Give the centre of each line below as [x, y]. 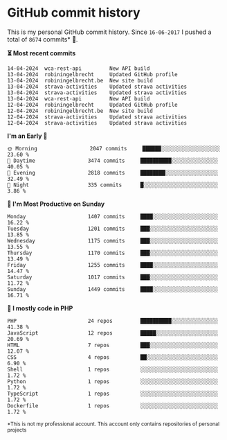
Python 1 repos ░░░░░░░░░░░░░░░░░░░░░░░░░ [112, 381]
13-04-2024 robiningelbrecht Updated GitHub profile [92, 74]
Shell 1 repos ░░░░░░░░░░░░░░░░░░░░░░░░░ [112, 369]
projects [17, 430]
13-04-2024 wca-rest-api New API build [79, 98]
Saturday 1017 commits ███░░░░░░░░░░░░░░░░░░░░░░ [112, 277]
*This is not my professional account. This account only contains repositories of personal [113, 424]
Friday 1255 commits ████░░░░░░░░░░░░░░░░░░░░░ [112, 265]
